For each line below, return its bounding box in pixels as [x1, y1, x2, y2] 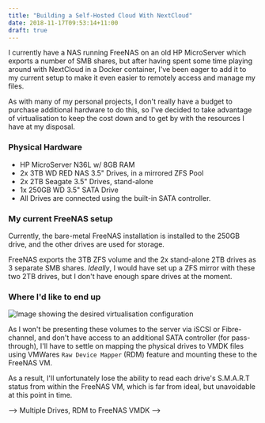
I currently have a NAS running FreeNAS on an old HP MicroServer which [8, 48, 247, 58]
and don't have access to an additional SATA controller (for [38, 333, 230, 342]
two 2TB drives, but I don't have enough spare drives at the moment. [8, 271, 233, 281]
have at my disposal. [8, 122, 75, 131]
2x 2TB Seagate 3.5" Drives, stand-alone [19, 176, 153, 186]
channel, [8, 333, 37, 342]
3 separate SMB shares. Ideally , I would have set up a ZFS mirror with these [8, 262, 256, 273]
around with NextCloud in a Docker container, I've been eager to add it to [8, 65, 247, 74]
